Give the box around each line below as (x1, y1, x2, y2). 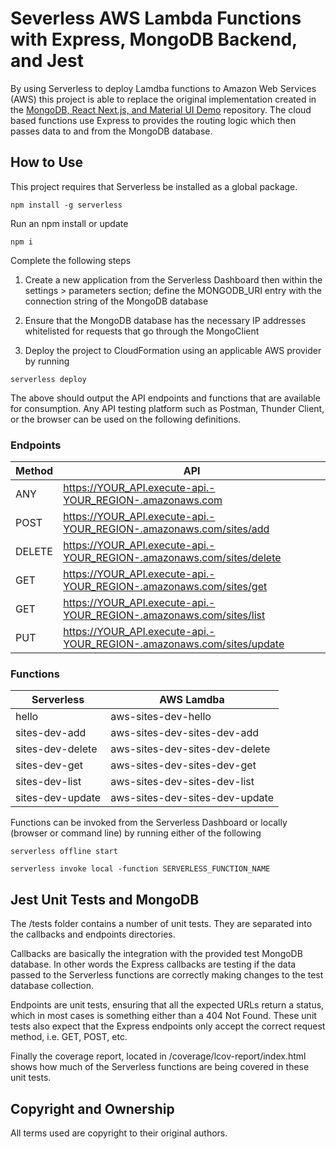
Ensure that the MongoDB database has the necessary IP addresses (24, 314, 307, 326)
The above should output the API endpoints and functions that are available (10, 392, 321, 404)
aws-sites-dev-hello (110, 710, 212, 724)
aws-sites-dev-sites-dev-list (110, 775, 255, 789)
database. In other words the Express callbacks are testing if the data (10, 958, 297, 971)
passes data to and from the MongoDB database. (10, 125, 213, 137)
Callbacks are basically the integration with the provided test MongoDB (10, 948, 303, 960)
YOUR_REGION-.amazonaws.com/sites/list (63, 608, 266, 622)
